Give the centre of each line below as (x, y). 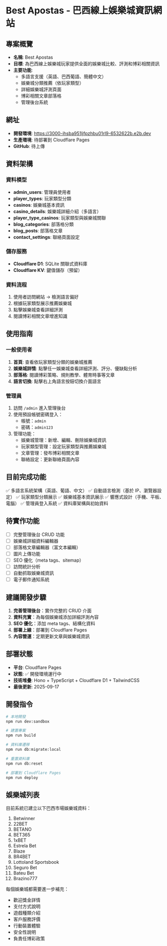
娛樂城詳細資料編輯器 (36, 541)
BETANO (23, 829)
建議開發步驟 (26, 597)
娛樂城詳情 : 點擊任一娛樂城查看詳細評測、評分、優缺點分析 (75, 368)
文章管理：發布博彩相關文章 (50, 453)
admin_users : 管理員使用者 (42, 192)
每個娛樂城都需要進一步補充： (37, 889)
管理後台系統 (34, 102)
